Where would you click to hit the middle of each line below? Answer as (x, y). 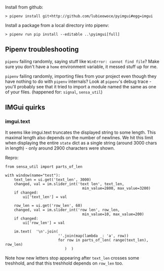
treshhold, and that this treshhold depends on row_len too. (64, 263)
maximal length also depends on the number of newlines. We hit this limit (79, 137)
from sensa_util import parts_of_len (44, 167)
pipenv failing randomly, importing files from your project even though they (81, 76)
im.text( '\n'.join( (36, 232)
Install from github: (24, 7)
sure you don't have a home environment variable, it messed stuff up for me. (82, 67)
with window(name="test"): (33, 175)
